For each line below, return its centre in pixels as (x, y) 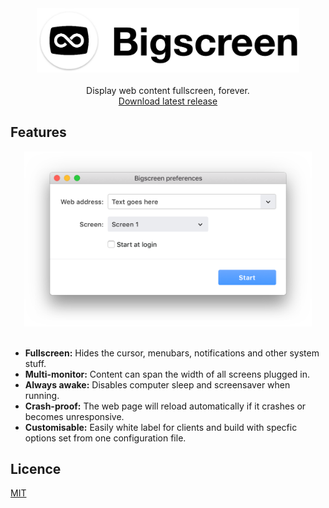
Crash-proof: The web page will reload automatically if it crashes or (165, 406)
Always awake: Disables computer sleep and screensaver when (157, 384)
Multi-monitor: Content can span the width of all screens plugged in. (167, 374)
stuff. (35, 363)
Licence (36, 469)
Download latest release (168, 101)
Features (38, 132)
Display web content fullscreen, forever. (168, 90)
